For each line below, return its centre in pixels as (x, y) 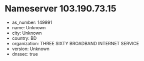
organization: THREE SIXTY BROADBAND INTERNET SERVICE (75, 43)
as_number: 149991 (32, 22)
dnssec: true (25, 54)
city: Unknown (27, 33)
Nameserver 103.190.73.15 (60, 9)
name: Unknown (29, 27)
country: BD (24, 38)
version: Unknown (30, 49)
